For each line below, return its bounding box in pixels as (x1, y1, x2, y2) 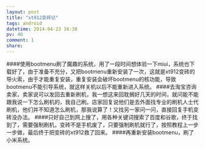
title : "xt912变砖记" (6, 15, 59, 21)
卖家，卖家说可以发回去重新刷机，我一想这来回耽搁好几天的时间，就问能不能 (6, 91, 199, 98)
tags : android (6, 20, 43, 26)
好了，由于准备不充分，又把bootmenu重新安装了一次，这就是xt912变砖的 (11, 68, 195, 75)
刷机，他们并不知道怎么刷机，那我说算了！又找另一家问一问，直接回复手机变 (6, 106, 199, 113)
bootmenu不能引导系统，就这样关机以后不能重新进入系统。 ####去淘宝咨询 (6, 83, 197, 90)
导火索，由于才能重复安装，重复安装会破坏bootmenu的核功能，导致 (6, 75, 176, 83)
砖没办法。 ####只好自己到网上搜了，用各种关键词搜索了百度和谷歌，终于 (6, 113, 193, 120)
